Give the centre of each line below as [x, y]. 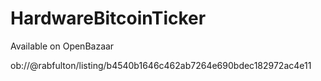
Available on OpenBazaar [62, 46]
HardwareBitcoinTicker [108, 18]
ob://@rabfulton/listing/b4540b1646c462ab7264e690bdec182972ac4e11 [161, 65]
